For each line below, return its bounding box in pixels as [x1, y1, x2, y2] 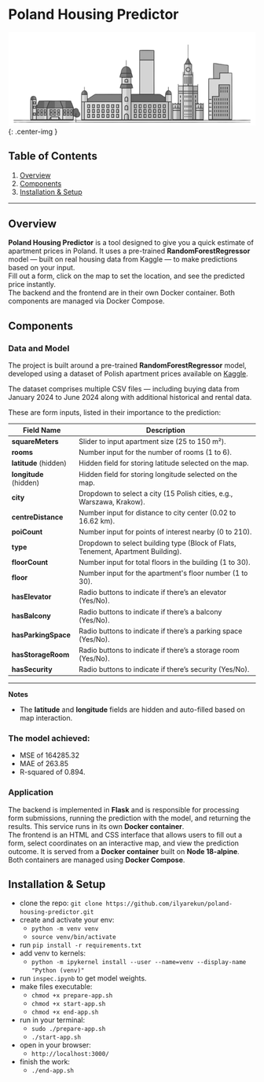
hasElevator [11, 592, 52, 601]
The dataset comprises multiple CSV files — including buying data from [8, 384, 240, 394]
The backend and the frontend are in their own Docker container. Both [8, 288, 236, 298]
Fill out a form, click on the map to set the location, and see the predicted [8, 271, 245, 281]
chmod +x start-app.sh [31, 1000, 106, 1008]
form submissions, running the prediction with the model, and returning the [8, 813, 251, 823]
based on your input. [8, 263, 75, 273]
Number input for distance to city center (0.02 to [78, 508, 236, 518]
